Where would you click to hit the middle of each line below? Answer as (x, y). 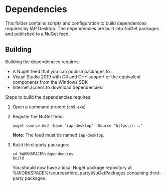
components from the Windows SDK (50, 82)
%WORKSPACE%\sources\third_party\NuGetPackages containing (80, 173)
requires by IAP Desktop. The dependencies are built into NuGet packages (82, 28)
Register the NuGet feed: (38, 116)
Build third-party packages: (41, 144)
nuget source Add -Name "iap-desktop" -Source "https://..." (78, 126)
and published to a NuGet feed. (38, 34)
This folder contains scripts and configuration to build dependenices (76, 23)
